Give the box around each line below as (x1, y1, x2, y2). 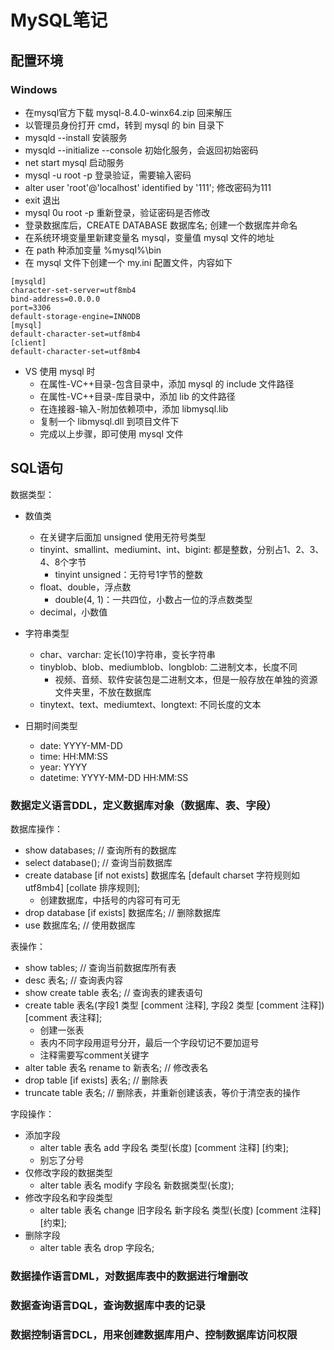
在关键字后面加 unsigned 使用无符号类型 (39, 531, 207, 543)
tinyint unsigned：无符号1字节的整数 (54, 568, 204, 580)
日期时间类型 (24, 719, 78, 731)
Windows (10, 82, 58, 96)
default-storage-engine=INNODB (10, 311, 141, 321)
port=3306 (10, 302, 52, 313)
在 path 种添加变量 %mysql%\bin (24, 244, 162, 256)
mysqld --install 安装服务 (24, 131, 128, 143)
